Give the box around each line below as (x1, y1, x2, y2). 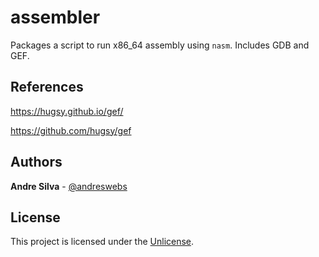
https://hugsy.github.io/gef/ (10, 105, 124, 117)
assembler (10, 6, 101, 29)
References (10, 79, 84, 96)
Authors (10, 154, 63, 171)
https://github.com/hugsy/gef (10, 124, 132, 136)
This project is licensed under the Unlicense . (10, 236, 195, 248)
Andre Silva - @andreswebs (10, 180, 128, 192)
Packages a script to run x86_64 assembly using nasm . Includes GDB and (10, 39, 310, 51)
